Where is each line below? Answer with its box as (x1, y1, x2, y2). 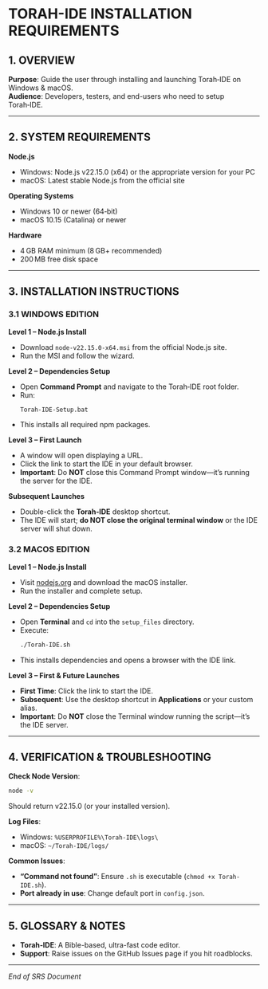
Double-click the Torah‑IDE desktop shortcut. (19, 507, 171, 516)
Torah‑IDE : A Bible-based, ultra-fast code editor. (19, 940, 181, 950)
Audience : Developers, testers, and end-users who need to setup (8, 92, 225, 100)
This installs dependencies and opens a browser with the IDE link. (19, 655, 236, 665)
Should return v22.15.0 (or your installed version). (8, 802, 171, 811)
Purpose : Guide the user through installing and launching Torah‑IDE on (8, 75, 242, 84)
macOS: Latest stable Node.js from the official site (19, 175, 185, 185)
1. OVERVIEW (8, 53, 76, 67)
